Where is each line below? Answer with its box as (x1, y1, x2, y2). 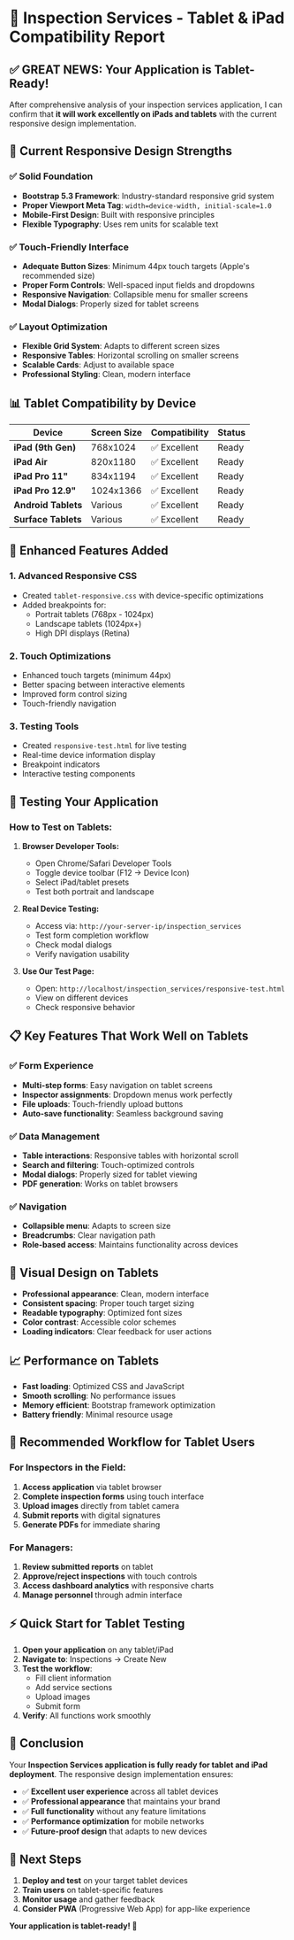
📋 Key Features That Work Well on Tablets (9, 1029, 249, 1044)
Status (217, 427, 246, 439)
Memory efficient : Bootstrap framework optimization (21, 1399, 216, 1411)
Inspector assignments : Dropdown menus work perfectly (21, 1089, 233, 1100)
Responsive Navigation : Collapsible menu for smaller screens (21, 289, 249, 299)
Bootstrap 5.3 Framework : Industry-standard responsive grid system (21, 190, 275, 201)
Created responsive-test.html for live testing (21, 740, 187, 751)
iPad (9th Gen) (13, 442, 77, 454)
